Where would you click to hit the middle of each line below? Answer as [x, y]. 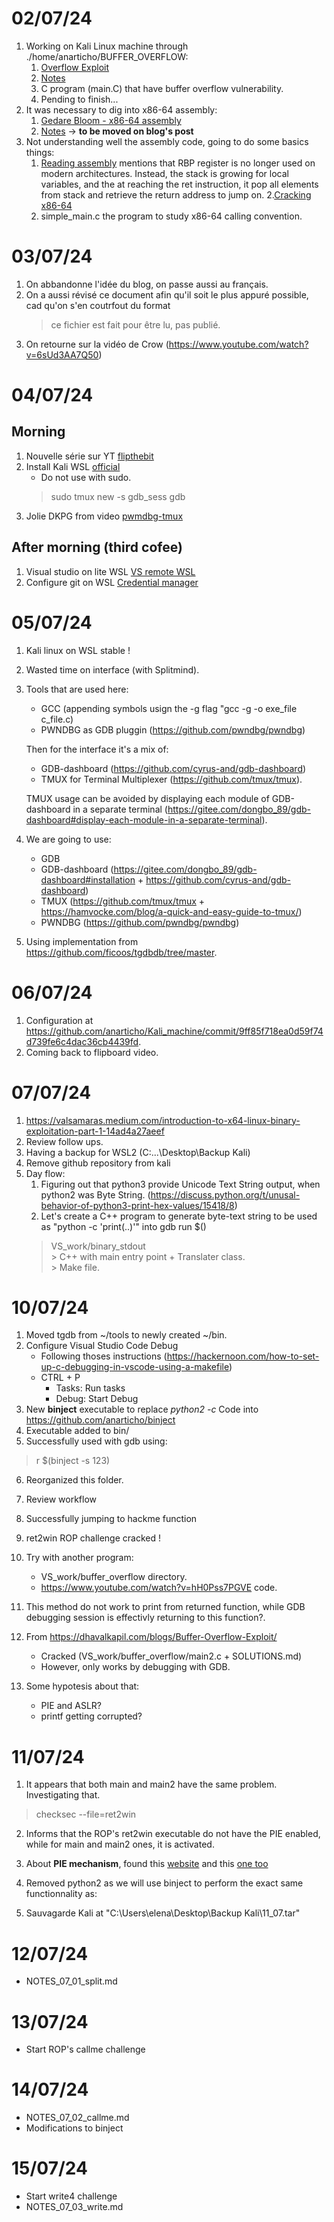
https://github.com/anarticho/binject [100, 1420]
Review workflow [61, 1499]
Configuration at [59, 1020]
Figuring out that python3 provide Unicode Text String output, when [180, 1184]
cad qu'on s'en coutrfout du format [98, 305]
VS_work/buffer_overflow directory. [114, 1577]
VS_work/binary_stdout [98, 1246]
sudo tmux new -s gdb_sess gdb [118, 496]
